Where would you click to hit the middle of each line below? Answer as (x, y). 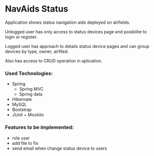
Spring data (31, 94)
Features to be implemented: (39, 127)
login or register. (21, 37)
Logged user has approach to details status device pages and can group (77, 46)
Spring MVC (31, 89)
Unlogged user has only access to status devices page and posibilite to (76, 31)
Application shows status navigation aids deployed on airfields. (68, 22)
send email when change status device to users (59, 148)
